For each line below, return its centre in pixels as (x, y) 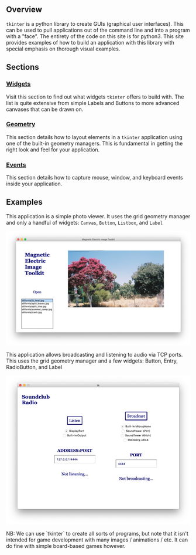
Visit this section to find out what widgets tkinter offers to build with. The (95, 97)
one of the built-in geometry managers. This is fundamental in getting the (94, 143)
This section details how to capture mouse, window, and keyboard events (94, 178)
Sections (23, 67)
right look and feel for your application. (53, 150)
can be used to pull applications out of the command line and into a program (98, 30)
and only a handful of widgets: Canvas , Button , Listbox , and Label (85, 222)
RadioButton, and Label (34, 367)
